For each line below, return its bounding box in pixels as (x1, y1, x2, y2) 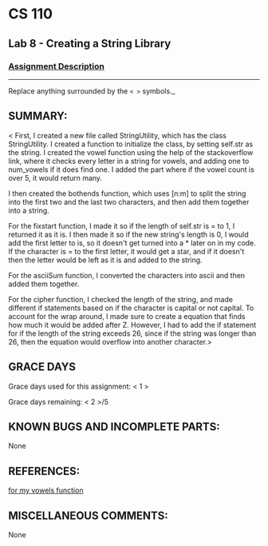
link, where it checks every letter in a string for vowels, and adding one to (8, 156, 250, 165)
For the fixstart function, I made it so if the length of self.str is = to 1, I (8, 221, 235, 230)
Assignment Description (8, 61, 105, 72)
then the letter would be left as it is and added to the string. (8, 255, 203, 265)
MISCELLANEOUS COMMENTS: (8, 508, 169, 522)
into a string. (8, 205, 49, 215)
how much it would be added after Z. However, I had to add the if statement (8, 320, 257, 329)
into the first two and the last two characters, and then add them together (8, 197, 250, 206)
